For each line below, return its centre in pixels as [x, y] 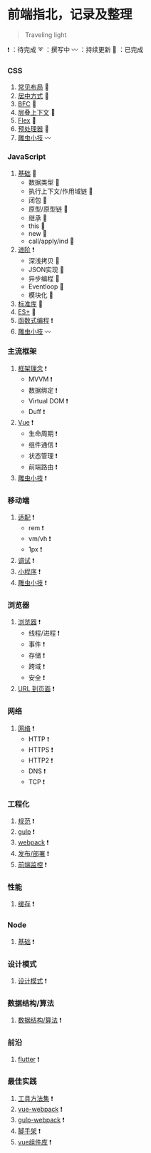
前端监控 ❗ [32, 865]
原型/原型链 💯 [48, 209]
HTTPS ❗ [41, 750]
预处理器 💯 [33, 129]
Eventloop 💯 [46, 286]
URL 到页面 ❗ [36, 689]
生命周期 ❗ [43, 433]
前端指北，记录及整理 [70, 15]
